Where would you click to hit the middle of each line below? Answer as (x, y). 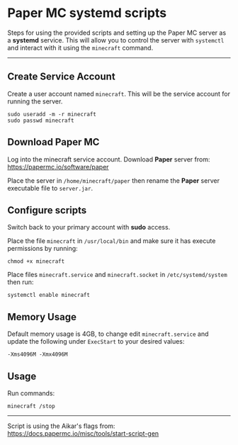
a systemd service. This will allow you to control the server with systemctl (116, 40)
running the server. (35, 101)
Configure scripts (47, 210)
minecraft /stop (31, 406)
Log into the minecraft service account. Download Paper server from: (109, 159)
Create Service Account (61, 77)
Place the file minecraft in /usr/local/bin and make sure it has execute (112, 241)
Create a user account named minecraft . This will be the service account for (119, 94)
